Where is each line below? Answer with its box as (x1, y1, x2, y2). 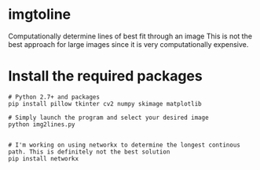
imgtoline (8, 5, 71, 24)
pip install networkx (8, 154, 79, 162)
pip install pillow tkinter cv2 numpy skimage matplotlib (8, 99, 202, 107)
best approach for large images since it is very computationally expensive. (8, 39, 249, 49)
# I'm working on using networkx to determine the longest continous (8, 141, 241, 149)
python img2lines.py (8, 120, 76, 128)
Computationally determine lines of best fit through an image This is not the (8, 31, 253, 41)
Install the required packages (8, 67, 203, 85)
